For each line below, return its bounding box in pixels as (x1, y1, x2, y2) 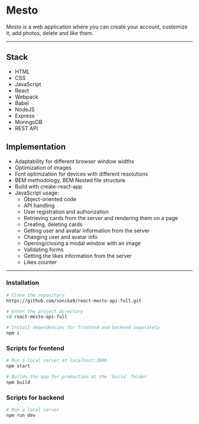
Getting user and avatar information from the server (23, 227, 150, 234)
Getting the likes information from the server (23, 252, 132, 259)
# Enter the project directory (6, 308, 84, 314)
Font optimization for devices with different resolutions (14, 170, 148, 177)
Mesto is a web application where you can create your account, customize (6, 23, 188, 30)
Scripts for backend (6, 393, 65, 401)
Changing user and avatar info (23, 233, 98, 240)
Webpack (14, 93, 38, 100)
